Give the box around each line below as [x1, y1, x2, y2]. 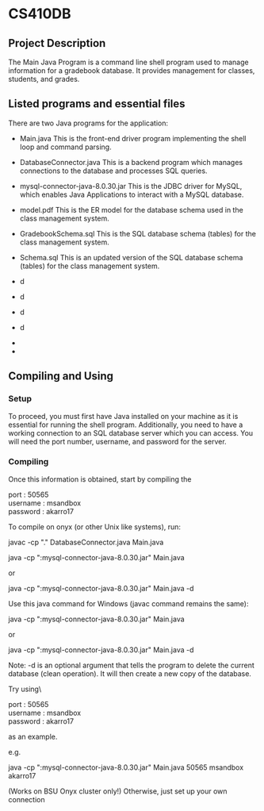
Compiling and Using [8, 370, 113, 383]
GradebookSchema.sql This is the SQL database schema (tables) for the [19, 229, 256, 238]
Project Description [8, 37, 106, 50]
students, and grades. [8, 75, 80, 83]
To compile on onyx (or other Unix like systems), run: [8, 521, 181, 532]
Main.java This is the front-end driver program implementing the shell [19, 133, 247, 143]
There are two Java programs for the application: [8, 118, 169, 128]
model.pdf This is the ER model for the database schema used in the [19, 205, 243, 214]
